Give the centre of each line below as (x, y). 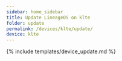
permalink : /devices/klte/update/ (50, 29)
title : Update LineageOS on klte (48, 18)
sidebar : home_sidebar (35, 12)
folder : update (25, 23)
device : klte (23, 34)
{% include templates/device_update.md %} (61, 51)
